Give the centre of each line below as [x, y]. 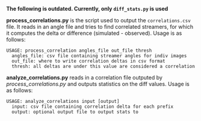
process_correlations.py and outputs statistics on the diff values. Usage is [98, 84]
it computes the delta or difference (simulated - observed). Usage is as [94, 33]
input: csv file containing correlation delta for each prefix [92, 107]
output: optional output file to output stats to [75, 112]
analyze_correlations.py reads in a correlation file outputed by [84, 77]
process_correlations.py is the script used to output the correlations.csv [98, 20]
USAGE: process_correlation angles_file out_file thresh [79, 51]
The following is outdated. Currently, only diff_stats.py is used [87, 9]
